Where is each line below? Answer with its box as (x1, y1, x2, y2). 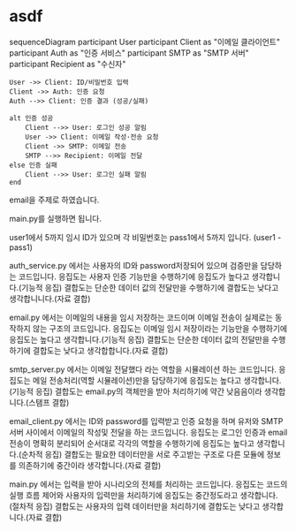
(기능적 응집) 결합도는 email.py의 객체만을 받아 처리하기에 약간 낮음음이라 (9, 386, 262, 397)
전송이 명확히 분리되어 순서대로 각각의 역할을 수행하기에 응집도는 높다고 (9, 437, 254, 448)
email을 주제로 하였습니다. (9, 194, 100, 205)
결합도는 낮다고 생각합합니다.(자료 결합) (32, 345, 169, 355)
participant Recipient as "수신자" (9, 58, 126, 69)
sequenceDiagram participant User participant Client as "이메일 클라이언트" (9, 36, 281, 47)
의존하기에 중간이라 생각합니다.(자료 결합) (18, 459, 162, 470)
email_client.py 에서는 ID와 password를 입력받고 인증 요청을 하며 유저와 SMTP (9, 415, 284, 426)
